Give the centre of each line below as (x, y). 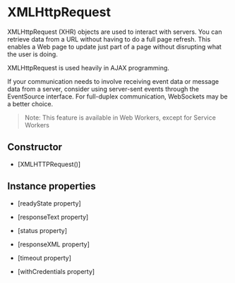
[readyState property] (49, 203)
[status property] (42, 230)
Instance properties (52, 186)
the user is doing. (32, 54)
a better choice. (30, 103)
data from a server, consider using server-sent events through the (103, 89)
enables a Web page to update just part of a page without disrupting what (115, 46)
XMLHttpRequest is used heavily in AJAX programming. (88, 68)
